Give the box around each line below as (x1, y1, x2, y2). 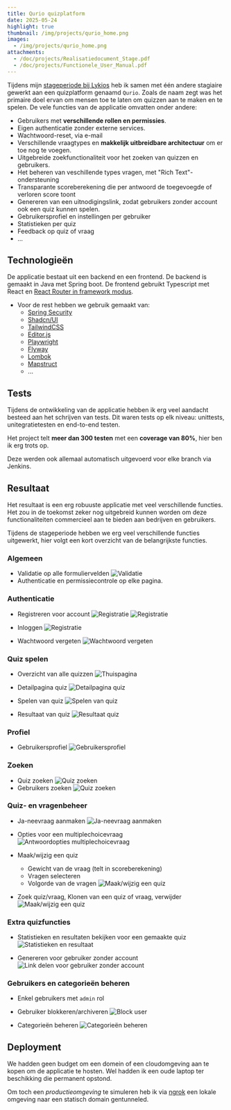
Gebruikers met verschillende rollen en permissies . (17, 116, 166, 125)
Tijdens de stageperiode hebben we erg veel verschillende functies (7, 529, 200, 538)
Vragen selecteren (27, 871, 81, 880)
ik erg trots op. (7, 441, 49, 450)
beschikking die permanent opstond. (7, 1075, 112, 1083)
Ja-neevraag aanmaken (17, 817, 85, 825)
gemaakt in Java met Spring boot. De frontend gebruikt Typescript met (7, 280, 209, 289)
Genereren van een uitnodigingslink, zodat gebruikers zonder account (17, 197, 218, 205)
